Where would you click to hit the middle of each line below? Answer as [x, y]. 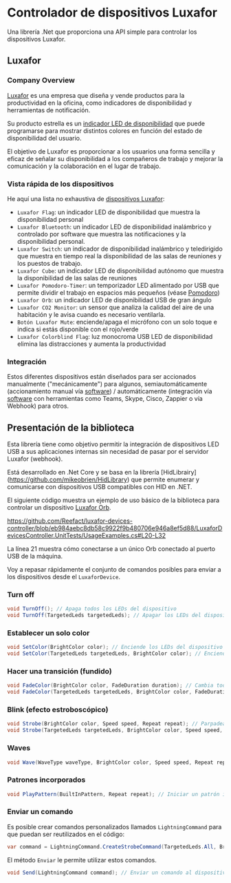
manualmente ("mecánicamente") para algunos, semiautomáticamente [107, 384]
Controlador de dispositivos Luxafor [112, 13]
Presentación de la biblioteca [71, 427]
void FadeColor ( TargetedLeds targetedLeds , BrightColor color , [100, 692]
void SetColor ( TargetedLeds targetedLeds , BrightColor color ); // [104, 654]
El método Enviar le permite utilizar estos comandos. [82, 860]
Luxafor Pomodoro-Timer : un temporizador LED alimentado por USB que [118, 285]
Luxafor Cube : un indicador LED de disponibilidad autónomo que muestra [120, 271]
